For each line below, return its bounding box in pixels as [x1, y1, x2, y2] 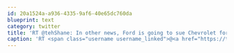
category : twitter [7, 23, 61, 30]
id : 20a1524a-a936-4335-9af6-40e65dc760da [7, 10, 132, 17]
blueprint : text [7, 17, 54, 23]
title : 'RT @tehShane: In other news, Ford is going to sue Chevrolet [7, 29, 217, 36]
